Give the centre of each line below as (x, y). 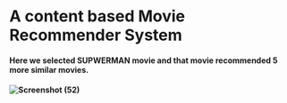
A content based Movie (97, 16)
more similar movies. (49, 69)
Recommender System (96, 35)
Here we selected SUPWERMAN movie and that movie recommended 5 (143, 60)
